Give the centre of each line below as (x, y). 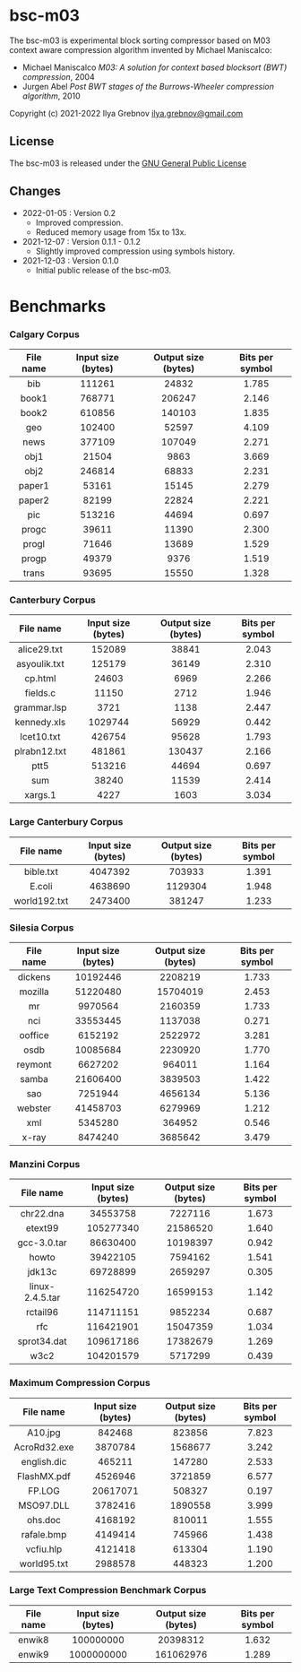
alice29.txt (40, 649)
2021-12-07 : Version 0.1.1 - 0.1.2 (82, 241)
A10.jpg (43, 1433)
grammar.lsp (40, 707)
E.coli (41, 886)
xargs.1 (40, 795)
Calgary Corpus (45, 334)
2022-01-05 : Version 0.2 (69, 212)
